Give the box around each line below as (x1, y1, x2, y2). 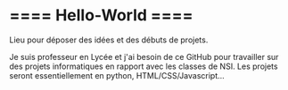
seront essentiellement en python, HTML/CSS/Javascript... (9, 70, 225, 80)
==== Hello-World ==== (9, 5, 193, 26)
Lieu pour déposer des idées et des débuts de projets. (9, 34, 209, 45)
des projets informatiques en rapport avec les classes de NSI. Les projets (9, 61, 278, 71)
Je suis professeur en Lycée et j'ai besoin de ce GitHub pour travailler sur (9, 51, 279, 62)
